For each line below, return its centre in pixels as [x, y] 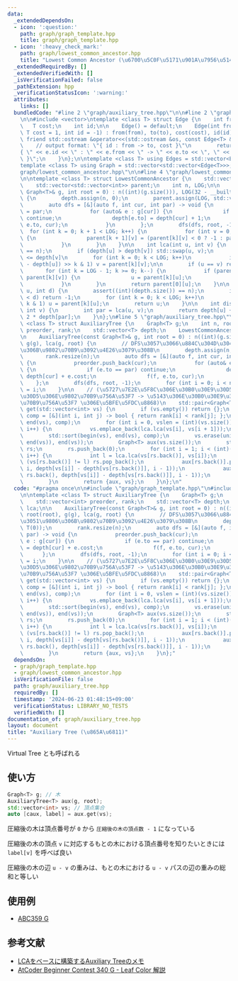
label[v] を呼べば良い [40, 853]
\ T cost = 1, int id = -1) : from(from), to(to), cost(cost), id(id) [126, 133]
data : [15, 14]
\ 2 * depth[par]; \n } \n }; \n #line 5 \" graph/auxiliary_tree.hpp [121, 317]
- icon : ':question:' [46, 27]
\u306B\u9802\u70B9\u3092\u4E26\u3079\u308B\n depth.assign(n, [126, 350]
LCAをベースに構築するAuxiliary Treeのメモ [81, 960]
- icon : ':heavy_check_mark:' [58, 47]
